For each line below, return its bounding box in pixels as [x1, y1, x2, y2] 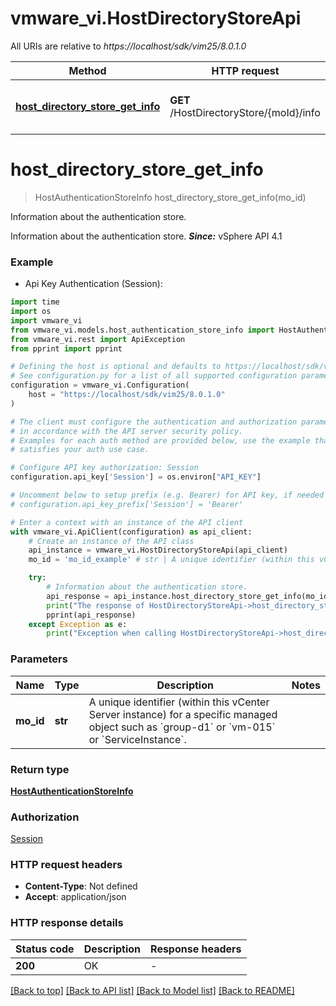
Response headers [150, 942, 242, 956]
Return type [10, 762, 70, 776]
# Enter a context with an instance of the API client [10, 517, 244, 527]
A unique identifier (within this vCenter [88, 695, 270, 709]
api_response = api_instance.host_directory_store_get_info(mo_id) [46, 591, 333, 601]
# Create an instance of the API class [28, 536, 195, 546]
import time [10, 297, 60, 307]
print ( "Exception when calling [46, 628, 177, 639]
